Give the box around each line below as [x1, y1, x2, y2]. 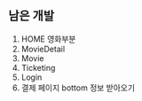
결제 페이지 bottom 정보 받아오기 [20, 82, 135, 93]
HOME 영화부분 [20, 34, 76, 44]
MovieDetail [20, 43, 66, 54]
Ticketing [20, 62, 56, 73]
